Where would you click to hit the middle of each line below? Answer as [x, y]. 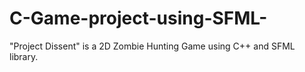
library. [24, 56]
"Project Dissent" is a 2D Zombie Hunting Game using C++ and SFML [152, 46]
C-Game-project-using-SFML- [138, 18]
